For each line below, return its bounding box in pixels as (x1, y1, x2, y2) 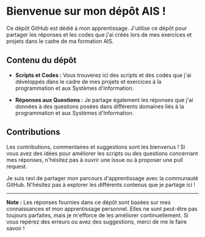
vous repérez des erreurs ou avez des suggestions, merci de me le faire (6, 218, 187, 225)
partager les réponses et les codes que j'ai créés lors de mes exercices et (6, 31, 192, 38)
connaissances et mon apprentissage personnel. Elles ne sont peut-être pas (6, 205, 198, 212)
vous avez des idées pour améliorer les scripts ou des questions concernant (6, 150, 198, 157)
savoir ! (6, 224, 25, 232)
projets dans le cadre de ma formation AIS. (6, 37, 114, 45)
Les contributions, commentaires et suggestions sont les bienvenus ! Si (6, 143, 185, 150)
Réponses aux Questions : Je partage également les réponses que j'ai (15, 96, 193, 103)
